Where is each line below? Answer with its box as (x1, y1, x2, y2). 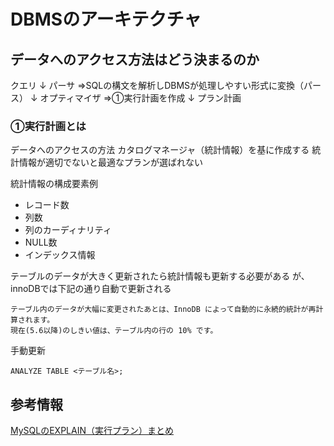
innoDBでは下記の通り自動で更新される (10, 283, 172, 295)
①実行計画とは (10, 119, 87, 133)
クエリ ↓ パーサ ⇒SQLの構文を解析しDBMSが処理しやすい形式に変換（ (10, 80, 304, 91)
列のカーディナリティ (24, 224, 112, 236)
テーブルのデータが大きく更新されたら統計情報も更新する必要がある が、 (10, 270, 310, 282)
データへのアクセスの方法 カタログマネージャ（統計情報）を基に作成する (10, 144, 310, 156)
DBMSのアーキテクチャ (10, 8, 202, 31)
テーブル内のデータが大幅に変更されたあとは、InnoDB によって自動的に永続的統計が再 (10, 305, 317, 315)
